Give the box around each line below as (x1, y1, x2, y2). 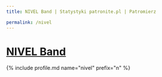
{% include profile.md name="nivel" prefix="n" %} (6, 65, 130, 72)
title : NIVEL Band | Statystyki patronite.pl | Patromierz (6, 8, 157, 15)
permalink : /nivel (6, 19, 52, 25)
